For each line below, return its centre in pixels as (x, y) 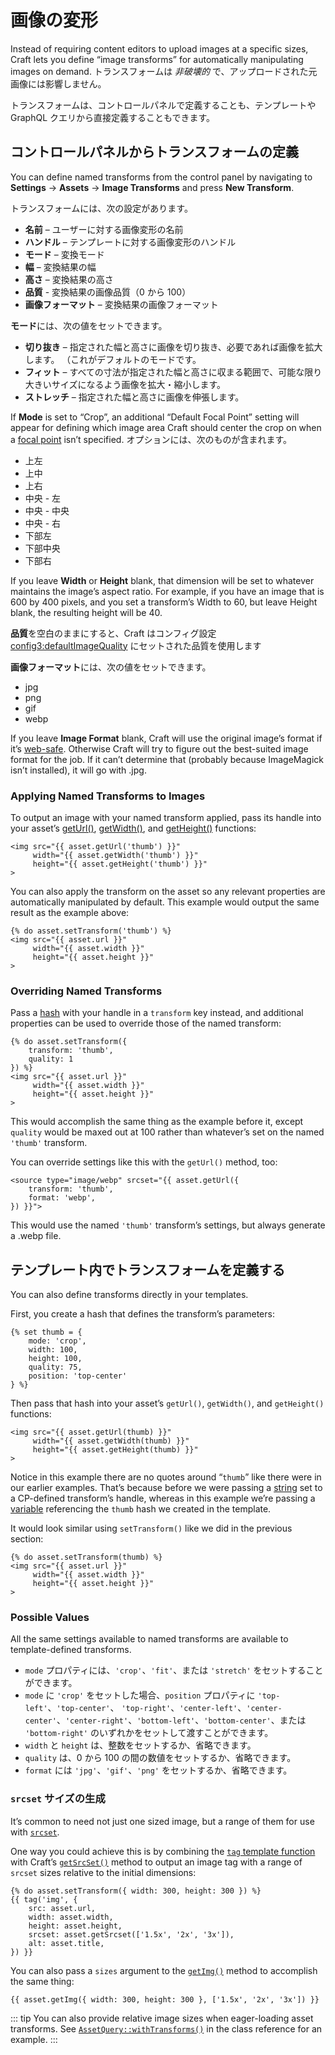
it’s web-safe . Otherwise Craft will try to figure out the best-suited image (159, 748)
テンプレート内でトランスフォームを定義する (148, 1269)
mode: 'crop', (57, 1341)
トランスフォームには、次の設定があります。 (101, 208)
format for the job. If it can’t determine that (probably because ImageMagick (167, 759)
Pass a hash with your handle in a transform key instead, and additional (157, 1013)
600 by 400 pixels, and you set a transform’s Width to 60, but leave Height (164, 602)
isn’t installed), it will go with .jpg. (78, 770)
